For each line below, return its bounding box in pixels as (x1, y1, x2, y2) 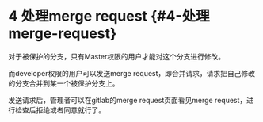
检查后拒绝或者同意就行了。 (14, 105, 105, 115)
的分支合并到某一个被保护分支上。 (8, 78, 120, 88)
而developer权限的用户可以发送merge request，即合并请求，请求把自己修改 (8, 68, 256, 78)
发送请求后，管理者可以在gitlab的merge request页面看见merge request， (8, 95, 247, 105)
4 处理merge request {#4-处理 (8, 7, 210, 25)
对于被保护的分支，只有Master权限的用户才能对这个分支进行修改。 (8, 51, 226, 61)
